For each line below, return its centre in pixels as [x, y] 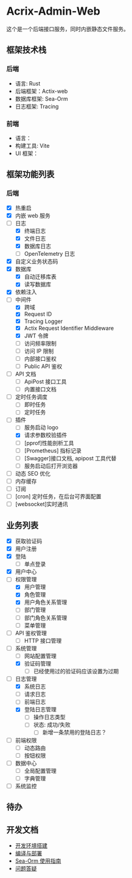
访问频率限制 [40, 343]
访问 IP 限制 [39, 351]
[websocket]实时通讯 [41, 504]
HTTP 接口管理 [43, 640]
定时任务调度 [31, 397]
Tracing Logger [43, 321]
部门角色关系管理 [46, 617]
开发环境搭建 [31, 846]
